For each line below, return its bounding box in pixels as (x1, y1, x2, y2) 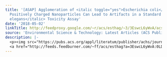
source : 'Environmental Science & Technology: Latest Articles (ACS (5, 30, 150, 35)
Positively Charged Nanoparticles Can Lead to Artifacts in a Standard (9, 12, 162, 17)
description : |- (5, 35, 39, 40)
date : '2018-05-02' (5, 21, 46, 26)
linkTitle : (5, 26, 28, 31)
